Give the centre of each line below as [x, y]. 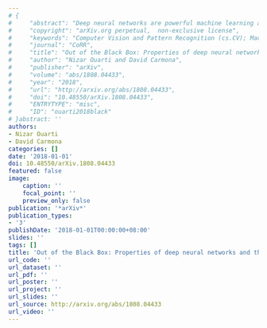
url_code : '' [30, 260]
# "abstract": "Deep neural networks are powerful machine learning [131, 23]
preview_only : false [56, 201]
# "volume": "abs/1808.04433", [67, 75]
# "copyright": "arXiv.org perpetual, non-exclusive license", [124, 30]
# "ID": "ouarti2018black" [60, 112]
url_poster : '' [33, 282]
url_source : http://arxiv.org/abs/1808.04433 [85, 304]
